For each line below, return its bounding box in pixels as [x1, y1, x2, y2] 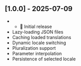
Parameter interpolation [12, 50, 62, 56]
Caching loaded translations [12, 34, 72, 40]
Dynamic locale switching [12, 40, 66, 46]
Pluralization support [12, 45, 56, 51]
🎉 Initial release [19, 23, 52, 29]
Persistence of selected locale [12, 56, 76, 62]
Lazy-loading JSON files [12, 28, 64, 35]
